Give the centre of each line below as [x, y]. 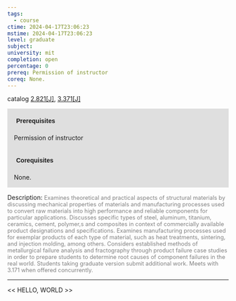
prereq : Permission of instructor [58, 72]
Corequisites [35, 161]
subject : [20, 46]
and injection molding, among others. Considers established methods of [103, 244]
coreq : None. [26, 79]
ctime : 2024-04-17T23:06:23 [48, 27]
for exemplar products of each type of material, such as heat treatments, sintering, [117, 238]
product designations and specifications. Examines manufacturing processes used [117, 231]
